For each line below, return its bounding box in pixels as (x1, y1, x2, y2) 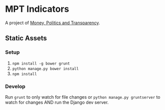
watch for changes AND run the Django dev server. (5, 99, 109, 105)
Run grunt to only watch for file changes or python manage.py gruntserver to (5, 94, 161, 100)
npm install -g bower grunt (12, 61, 70, 66)
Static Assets (5, 34, 47, 42)
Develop (5, 83, 26, 90)
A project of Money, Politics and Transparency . (5, 20, 100, 26)
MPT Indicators (5, 3, 69, 15)
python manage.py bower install (12, 66, 79, 71)
